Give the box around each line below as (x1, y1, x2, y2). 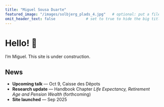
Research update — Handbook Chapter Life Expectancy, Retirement (12, 86, 150, 92)
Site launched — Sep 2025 (12, 97, 67, 103)
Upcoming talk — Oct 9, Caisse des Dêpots (12, 81, 101, 87)
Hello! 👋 (5, 37, 38, 49)
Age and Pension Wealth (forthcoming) (12, 91, 91, 97)
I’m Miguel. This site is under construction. (5, 53, 91, 59)
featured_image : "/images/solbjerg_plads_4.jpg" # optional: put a (5, 12, 150, 17)
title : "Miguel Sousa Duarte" (5, 7, 67, 12)
